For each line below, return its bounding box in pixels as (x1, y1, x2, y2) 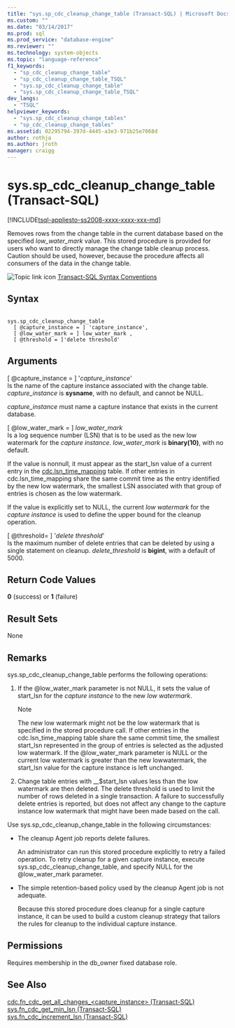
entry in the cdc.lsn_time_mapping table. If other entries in (7, 467, 175, 475)
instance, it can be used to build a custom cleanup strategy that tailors (17, 912, 220, 920)
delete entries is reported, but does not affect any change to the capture (17, 799, 226, 808)
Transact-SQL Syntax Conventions (57, 272, 157, 281)
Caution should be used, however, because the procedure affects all (7, 251, 204, 260)
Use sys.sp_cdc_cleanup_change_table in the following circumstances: (7, 820, 212, 829)
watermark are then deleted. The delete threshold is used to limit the (17, 785, 215, 793)
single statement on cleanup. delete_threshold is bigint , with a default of (7, 546, 215, 554)
